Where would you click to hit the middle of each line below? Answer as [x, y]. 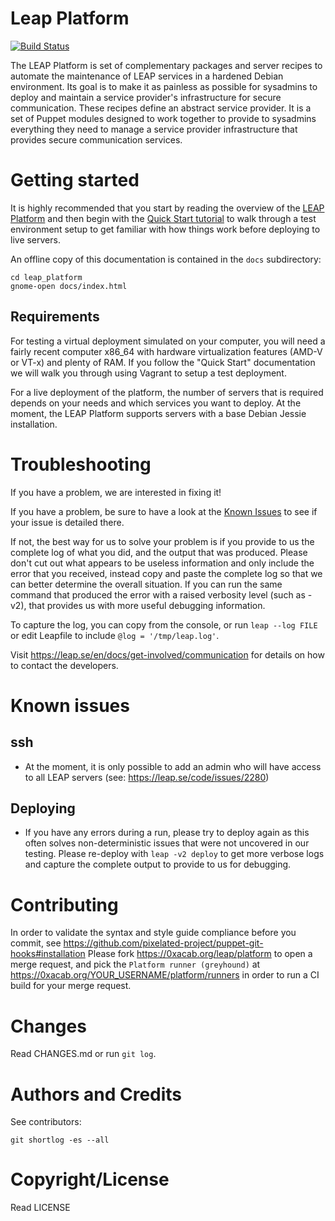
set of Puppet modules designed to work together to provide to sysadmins [163, 118]
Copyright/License [90, 1179]
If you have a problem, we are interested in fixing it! [116, 492]
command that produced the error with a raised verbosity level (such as [158, 594]
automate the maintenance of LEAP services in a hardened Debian [147, 76]
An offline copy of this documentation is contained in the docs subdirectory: [166, 259]
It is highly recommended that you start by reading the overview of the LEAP [167, 208]
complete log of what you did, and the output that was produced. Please [159, 552]
